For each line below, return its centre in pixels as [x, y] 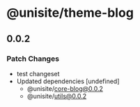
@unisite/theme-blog [70, 13]
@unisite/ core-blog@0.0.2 [65, 88]
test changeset [38, 73]
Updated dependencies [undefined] [68, 81]
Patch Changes [33, 59]
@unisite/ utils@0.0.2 [57, 96]
